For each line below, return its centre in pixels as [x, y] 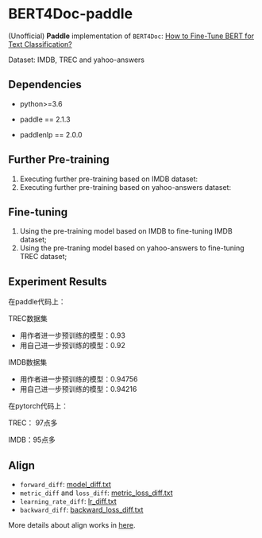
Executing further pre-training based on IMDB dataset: [109, 179]
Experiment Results [58, 282]
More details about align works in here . [72, 525]
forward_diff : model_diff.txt [65, 484]
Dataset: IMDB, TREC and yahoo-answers [77, 60]
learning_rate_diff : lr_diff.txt [68, 501]
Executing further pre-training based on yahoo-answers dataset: [125, 187]
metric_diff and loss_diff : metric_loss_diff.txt [96, 493]
